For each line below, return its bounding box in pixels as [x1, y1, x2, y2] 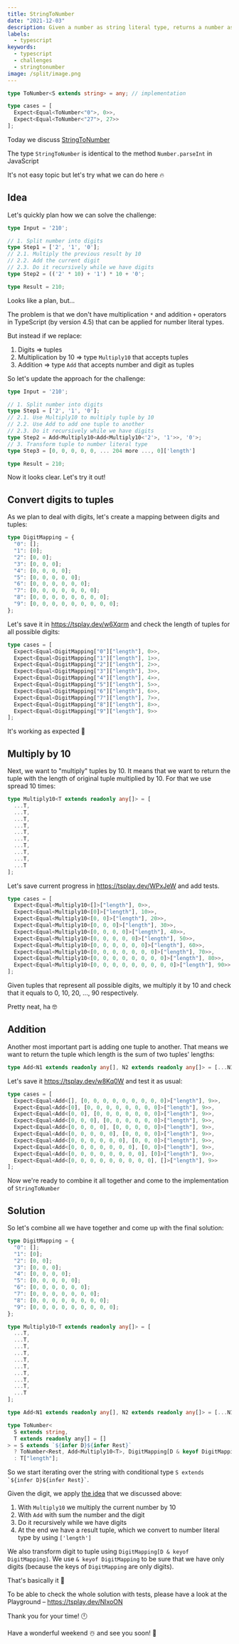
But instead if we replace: [7, 331, 83, 339]
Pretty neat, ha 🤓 [7, 1003, 58, 1011]
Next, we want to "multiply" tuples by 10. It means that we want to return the [7, 767, 231, 775]
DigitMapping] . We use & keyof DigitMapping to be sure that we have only [7, 1555, 225, 1563]
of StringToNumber [7, 1184, 60, 1193]
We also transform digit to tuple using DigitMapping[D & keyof [7, 1547, 189, 1556]
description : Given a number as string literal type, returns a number [7, 24, 224, 31]
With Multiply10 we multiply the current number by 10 [17, 1503, 176, 1512]
